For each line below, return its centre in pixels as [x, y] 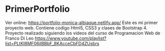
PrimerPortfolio [38, 9]
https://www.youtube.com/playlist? [71, 38]
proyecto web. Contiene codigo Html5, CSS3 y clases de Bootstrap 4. [76, 27]
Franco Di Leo [19, 38]
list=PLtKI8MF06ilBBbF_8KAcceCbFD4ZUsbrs [52, 43]
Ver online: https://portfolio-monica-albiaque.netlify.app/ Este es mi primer [82, 23]
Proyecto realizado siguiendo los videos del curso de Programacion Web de [83, 33]
